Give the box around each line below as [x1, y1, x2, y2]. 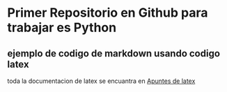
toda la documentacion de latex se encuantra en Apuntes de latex [7, 77, 196, 85]
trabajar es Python [7, 20, 117, 36]
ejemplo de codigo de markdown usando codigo [7, 47, 221, 59]
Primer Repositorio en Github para [7, 5, 208, 21]
